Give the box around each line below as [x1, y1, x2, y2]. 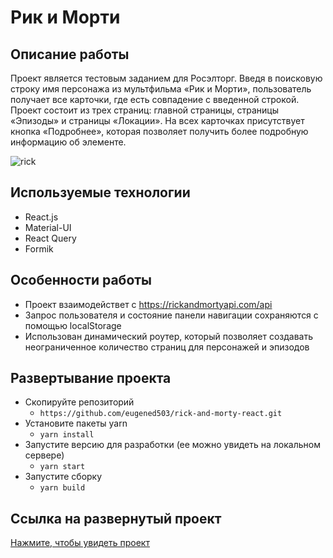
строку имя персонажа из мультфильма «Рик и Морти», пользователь [10, 83, 312, 95]
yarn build [39, 483, 86, 493]
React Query [24, 232, 77, 244]
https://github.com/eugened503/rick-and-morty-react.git [39, 409, 283, 419]
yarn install [39, 430, 95, 440]
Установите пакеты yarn [24, 417, 128, 430]
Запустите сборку [24, 471, 103, 483]
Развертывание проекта [10, 370, 172, 387]
